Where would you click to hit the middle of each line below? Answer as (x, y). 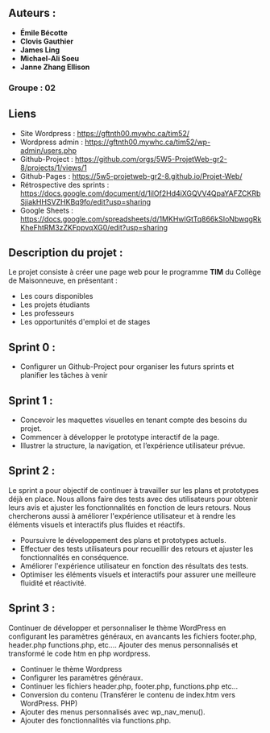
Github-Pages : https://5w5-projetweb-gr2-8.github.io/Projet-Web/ (131, 176)
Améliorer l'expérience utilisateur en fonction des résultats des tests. (134, 565)
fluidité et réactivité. (53, 582)
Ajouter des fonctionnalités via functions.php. (96, 720)
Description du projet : (66, 253)
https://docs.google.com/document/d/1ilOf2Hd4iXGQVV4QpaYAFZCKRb (140, 193)
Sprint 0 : (32, 347)
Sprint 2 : (32, 471)
